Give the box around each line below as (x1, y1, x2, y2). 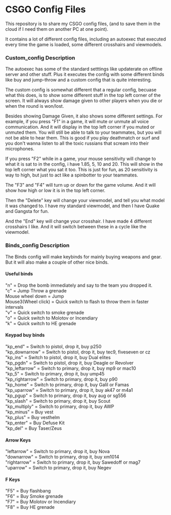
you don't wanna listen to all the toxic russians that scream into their (5, 140, 149, 147)
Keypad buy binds (5, 332, 45, 338)
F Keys (5, 476, 20, 483)
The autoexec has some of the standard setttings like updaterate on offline (5, 66, 163, 72)
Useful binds (5, 271, 33, 277)
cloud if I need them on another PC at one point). (5, 26, 109, 32)
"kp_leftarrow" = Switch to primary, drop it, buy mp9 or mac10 (5, 365, 137, 371)
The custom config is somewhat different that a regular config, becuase (5, 87, 157, 93)
